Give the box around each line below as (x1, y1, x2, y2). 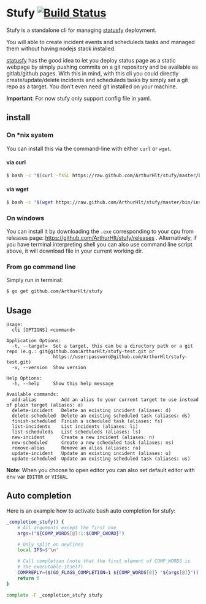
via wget (6, 186, 29, 193)
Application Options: (6, 338, 62, 344)
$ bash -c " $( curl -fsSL (6, 172, 70, 178)
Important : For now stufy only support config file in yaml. (6, 94, 151, 102)
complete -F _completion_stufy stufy (6, 592, 103, 598)
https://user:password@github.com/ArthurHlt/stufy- (53, 354, 188, 360)
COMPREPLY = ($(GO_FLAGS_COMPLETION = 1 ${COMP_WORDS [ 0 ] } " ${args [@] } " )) (17, 570, 199, 576)
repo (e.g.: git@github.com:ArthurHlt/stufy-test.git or (6, 348, 155, 355)
